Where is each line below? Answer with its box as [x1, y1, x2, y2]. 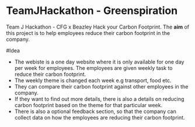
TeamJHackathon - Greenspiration [6, 4, 178, 17]
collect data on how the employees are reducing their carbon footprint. [14, 114, 185, 121]
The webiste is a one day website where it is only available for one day [14, 58, 184, 65]
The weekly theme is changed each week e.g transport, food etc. [14, 77, 172, 84]
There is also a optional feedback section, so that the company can [14, 108, 176, 115]
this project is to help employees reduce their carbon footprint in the [6, 29, 170, 36]
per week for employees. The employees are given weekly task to [14, 64, 173, 71]
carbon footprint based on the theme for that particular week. [14, 101, 162, 108]
